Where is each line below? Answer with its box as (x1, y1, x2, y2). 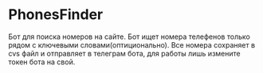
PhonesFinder (8, 6, 104, 24)
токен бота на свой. (8, 57, 76, 67)
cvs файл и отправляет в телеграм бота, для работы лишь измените (8, 48, 241, 58)
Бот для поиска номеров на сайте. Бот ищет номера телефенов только (8, 32, 251, 41)
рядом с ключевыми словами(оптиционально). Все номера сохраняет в (8, 40, 256, 49)
